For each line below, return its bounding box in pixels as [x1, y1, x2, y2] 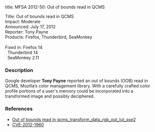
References [5, 105, 33, 112]
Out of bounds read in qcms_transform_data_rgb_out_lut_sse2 [12, 116, 136, 122]
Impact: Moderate [5, 19, 41, 24]
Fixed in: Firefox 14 [5, 45, 43, 50]
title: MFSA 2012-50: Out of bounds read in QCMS [5, 4, 105, 10]
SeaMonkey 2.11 [7, 55, 40, 60]
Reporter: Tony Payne [5, 29, 48, 34]
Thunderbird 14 [7, 49, 38, 55]
